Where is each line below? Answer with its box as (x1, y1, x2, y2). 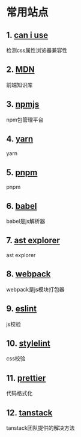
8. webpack (6, 269, 51, 279)
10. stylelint (6, 338, 50, 348)
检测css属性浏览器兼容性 (6, 46, 68, 54)
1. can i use (6, 30, 49, 40)
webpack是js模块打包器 (6, 285, 65, 293)
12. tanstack (6, 407, 53, 418)
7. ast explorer (6, 235, 60, 246)
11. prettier (6, 372, 46, 383)
